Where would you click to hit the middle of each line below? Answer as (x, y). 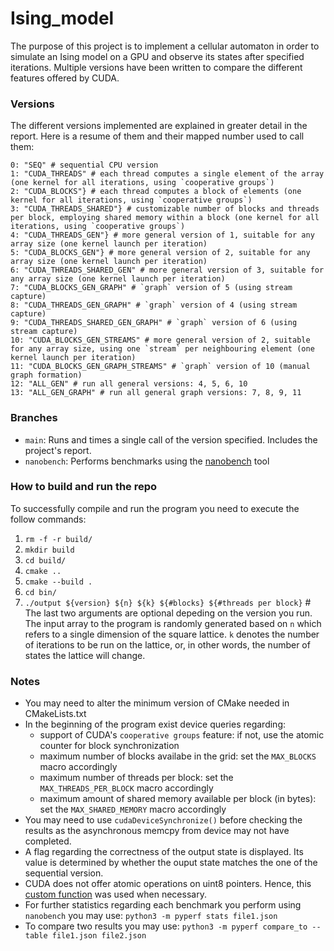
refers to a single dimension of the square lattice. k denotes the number (172, 634)
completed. (48, 841)
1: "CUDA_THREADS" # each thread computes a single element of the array (167, 174)
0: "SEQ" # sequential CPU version (84, 165)
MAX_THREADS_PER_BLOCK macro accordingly (126, 788)
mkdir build (49, 550)
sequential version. (64, 873)
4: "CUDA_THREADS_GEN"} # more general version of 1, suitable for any (162, 235)
